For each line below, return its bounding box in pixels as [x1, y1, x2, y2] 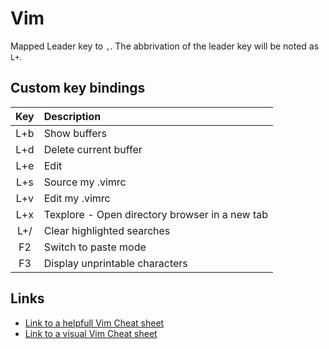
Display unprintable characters [43, 256, 188, 270]
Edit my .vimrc [43, 191, 111, 205]
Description [43, 109, 102, 123]
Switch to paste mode [43, 240, 147, 254]
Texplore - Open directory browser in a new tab [43, 207, 269, 221]
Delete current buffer [43, 142, 143, 156]
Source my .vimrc [43, 175, 127, 189]
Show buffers [43, 126, 107, 140]
